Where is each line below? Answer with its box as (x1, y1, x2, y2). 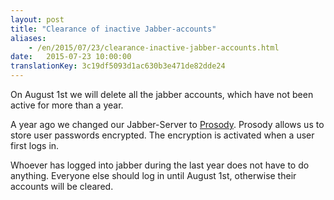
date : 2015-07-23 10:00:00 (10, 52, 132, 62)
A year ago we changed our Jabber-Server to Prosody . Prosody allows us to (10, 119, 325, 130)
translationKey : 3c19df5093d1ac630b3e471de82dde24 (10, 61, 226, 71)
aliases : (10, 33, 47, 43)
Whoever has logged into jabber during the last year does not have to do (10, 159, 310, 171)
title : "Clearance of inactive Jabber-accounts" (10, 24, 217, 34)
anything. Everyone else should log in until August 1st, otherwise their (10, 170, 297, 181)
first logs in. (10, 140, 60, 151)
